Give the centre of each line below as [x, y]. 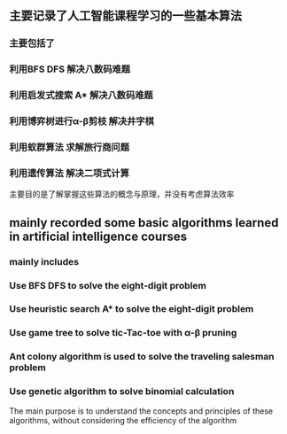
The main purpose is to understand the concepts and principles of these [141, 411]
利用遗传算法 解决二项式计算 [70, 173]
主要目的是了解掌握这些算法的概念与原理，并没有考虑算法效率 [122, 194]
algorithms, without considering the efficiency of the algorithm [123, 420]
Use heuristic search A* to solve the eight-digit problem [132, 309]
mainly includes [44, 261]
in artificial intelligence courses [98, 236]
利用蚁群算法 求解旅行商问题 [70, 147]
